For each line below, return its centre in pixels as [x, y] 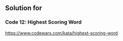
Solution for [24, 8]
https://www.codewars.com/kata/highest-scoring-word [61, 33]
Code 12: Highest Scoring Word [43, 22]
